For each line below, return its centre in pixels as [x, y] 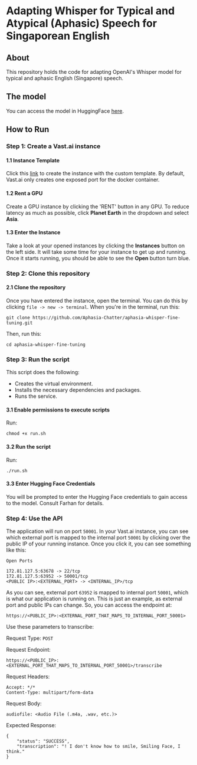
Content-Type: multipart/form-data [50, 693]
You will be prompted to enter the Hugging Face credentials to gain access [97, 496]
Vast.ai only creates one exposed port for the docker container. [83, 180]
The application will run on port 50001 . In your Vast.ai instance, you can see [97, 531]
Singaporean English [58, 36]
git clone [18, 318]
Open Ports [19, 561]
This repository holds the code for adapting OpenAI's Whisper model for [94, 72]
